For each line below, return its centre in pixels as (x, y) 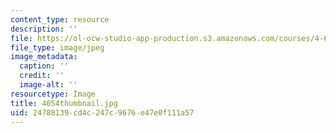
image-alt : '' (48, 85)
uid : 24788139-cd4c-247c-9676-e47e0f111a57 (102, 112)
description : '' (44, 29)
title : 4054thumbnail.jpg (64, 103)
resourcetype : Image (53, 94)
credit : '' (42, 76)
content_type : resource (60, 19)
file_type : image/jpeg (57, 47)
